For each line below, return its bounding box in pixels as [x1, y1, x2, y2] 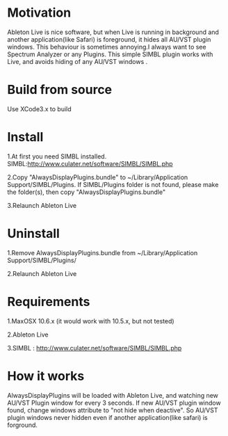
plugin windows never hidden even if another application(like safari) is [7, 413, 208, 421]
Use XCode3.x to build [7, 104, 72, 113]
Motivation [7, 5, 72, 21]
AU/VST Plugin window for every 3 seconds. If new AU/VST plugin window [7, 398, 221, 407]
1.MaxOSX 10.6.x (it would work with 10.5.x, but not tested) [7, 316, 175, 325]
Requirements [7, 293, 90, 309]
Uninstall [7, 226, 60, 241]
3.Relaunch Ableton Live [7, 201, 77, 209]
